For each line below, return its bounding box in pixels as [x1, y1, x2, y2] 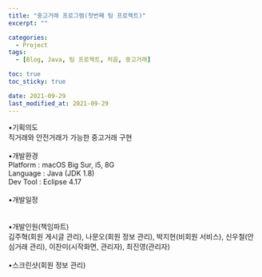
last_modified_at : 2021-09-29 [8, 99, 109, 108]
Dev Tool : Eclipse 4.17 [8, 176, 82, 186]
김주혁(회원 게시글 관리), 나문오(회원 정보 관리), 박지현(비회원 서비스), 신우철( [8, 231, 248, 241]
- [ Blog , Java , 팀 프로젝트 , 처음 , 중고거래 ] [15, 56, 152, 64]
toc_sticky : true [8, 77, 66, 85]
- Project [15, 41, 48, 49]
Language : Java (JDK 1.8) [8, 168, 95, 178]
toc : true [8, 70, 42, 78]
